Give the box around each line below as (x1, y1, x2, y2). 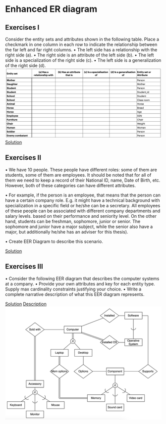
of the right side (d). (5, 63, 46, 68)
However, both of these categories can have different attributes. (5, 182, 136, 188)
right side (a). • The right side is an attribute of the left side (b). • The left (5, 52, 154, 58)
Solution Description (5, 301, 47, 307)
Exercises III (5, 262, 43, 271)
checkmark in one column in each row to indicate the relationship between (5, 42, 158, 47)
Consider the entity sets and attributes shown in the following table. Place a (5, 36, 160, 42)
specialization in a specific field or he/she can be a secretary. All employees (5, 202, 161, 208)
